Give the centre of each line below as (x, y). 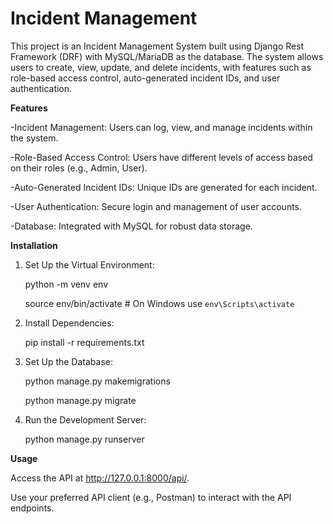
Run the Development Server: (85, 419)
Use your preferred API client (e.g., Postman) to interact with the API (151, 497)
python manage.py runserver (84, 439)
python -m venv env (66, 284)
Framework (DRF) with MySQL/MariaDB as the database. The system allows (167, 56)
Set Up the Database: (68, 361)
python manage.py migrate (80, 400)
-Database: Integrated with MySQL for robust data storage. (131, 226)
